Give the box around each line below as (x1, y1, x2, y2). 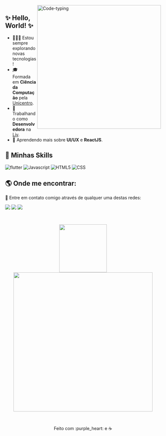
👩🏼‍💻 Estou (12, 35, 34, 41)
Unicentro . (12, 100, 34, 106)
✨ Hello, (5, 14, 31, 22)
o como (12, 116, 28, 122)
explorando (12, 45, 36, 51)
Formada (12, 74, 31, 80)
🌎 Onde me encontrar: (5, 179, 77, 188)
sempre (12, 40, 28, 46)
